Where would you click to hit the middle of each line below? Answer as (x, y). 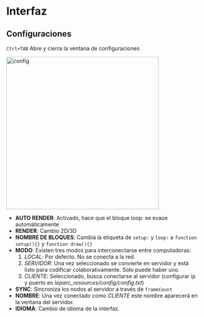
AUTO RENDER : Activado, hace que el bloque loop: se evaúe (91, 218)
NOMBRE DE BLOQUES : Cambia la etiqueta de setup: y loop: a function (106, 237)
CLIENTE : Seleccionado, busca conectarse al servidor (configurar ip (110, 276)
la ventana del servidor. (44, 302)
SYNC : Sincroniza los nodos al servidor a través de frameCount (93, 289)
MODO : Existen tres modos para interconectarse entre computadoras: (103, 250)
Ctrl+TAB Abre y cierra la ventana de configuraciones (73, 48)
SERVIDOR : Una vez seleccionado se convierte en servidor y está (106, 263)
